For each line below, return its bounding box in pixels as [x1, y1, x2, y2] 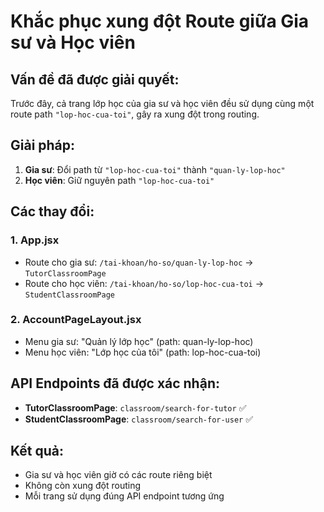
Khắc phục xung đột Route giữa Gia [10, 10, 310, 33]
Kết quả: [10, 443, 64, 459]
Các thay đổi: [10, 203, 95, 220]
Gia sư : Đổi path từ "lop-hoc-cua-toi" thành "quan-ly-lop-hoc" [24, 163, 286, 175]
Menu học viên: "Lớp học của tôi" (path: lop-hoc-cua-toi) [24, 346, 262, 358]
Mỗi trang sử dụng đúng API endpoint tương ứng [24, 490, 225, 502]
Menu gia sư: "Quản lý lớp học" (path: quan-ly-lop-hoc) [24, 335, 254, 347]
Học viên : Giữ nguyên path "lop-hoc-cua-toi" [24, 174, 215, 186]
